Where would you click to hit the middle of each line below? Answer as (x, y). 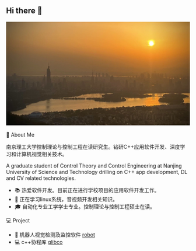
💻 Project (18, 220)
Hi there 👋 (24, 11)
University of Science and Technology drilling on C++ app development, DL (97, 172)
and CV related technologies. (41, 178)
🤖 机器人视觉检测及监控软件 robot (55, 235)
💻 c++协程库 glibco (38, 242)
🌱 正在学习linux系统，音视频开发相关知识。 (66, 199)
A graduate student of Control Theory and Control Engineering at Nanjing (94, 165)
